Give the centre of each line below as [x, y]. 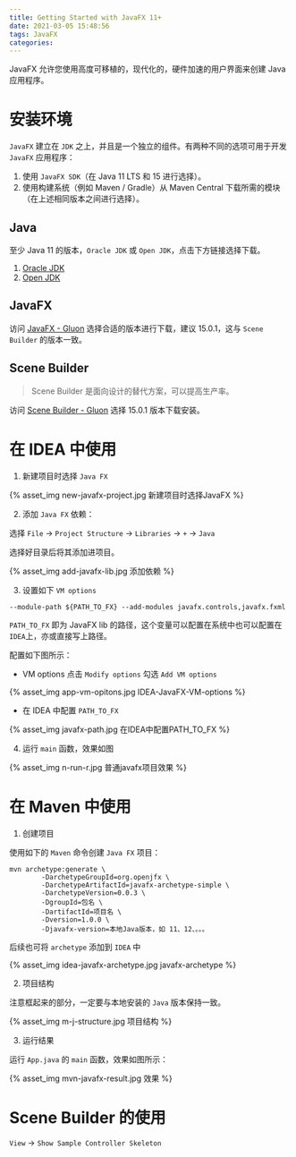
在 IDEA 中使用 [63, 449]
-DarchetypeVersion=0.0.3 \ [93, 893]
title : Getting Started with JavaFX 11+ [86, 17]
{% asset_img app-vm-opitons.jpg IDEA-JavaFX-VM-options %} [127, 692]
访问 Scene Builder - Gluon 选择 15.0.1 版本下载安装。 [107, 410]
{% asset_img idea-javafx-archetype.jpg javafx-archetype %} [123, 965]
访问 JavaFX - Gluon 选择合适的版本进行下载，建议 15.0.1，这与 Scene [136, 328]
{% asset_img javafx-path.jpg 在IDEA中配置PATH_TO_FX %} [120, 729]
